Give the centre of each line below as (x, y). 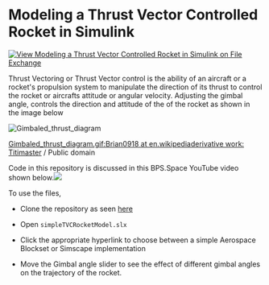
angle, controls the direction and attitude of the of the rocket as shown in (129, 104)
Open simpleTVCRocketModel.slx (73, 224)
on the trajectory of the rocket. (71, 272)
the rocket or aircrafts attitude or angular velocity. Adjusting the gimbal (126, 95)
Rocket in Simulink (72, 32)
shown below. (31, 177)
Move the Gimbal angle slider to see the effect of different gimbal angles (140, 264)
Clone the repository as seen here (76, 209)
